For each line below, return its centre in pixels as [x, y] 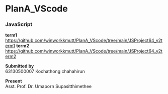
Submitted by [20, 66]
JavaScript [19, 24]
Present [14, 81]
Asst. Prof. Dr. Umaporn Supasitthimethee [49, 86]
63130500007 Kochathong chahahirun [45, 71]
